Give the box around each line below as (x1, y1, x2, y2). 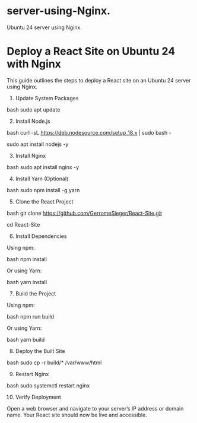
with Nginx (7, 58, 62, 71)
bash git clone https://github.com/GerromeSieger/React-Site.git (7, 209, 163, 217)
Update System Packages (15, 94, 79, 101)
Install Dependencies (15, 233, 67, 240)
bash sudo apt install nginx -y (7, 163, 80, 170)
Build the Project (15, 290, 56, 297)
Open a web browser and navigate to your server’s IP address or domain (7, 405, 184, 412)
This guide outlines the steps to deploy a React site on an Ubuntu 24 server (7, 77, 191, 84)
